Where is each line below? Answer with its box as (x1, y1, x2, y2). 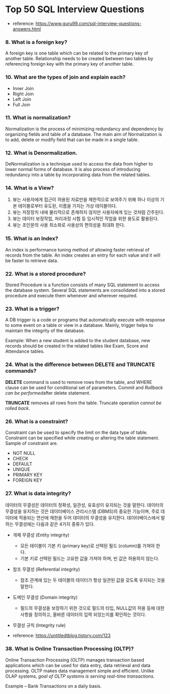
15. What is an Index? (5, 235, 58, 242)
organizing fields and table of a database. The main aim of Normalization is (5, 131, 162, 137)
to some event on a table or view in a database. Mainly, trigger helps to (5, 322, 154, 328)
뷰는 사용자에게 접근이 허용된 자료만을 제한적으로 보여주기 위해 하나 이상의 (12, 197, 159, 203)
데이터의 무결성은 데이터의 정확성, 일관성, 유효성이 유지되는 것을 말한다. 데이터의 (5, 502, 164, 508)
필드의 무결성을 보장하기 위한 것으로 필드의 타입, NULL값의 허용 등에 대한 (20, 605, 165, 612)
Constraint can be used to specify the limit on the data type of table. (5, 429, 148, 435)
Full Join (12, 101, 30, 107)
